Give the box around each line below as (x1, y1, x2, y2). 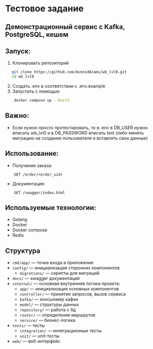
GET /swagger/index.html (14, 190, 65, 195)
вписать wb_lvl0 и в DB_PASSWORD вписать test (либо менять (12, 130, 144, 136)
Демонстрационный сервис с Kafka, (5, 23, 125, 31)
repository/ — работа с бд (19, 307, 76, 313)
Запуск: (5, 47, 31, 55)
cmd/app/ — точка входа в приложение (12, 260, 94, 266)
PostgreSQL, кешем (5, 30, 69, 38)
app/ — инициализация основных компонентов (19, 286, 119, 292)
